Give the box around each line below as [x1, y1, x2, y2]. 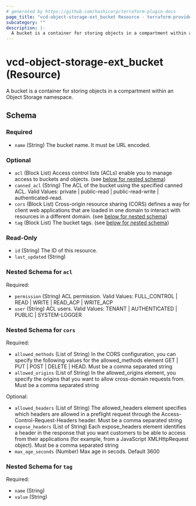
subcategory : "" [6, 19, 45, 25]
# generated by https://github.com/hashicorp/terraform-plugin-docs [6, 8, 176, 15]
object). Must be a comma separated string [14, 442, 118, 449]
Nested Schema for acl [6, 268, 73, 276]
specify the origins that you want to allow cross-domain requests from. [14, 375, 185, 382]
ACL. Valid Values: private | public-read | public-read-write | [14, 188, 159, 195]
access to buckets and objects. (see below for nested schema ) [14, 176, 166, 183]
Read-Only [6, 234, 38, 242]
